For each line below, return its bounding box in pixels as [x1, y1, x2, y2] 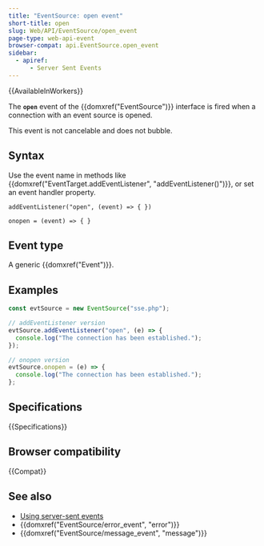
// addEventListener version [8, 319, 106, 328]
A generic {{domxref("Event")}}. [8, 260, 114, 270]
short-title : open [8, 19, 70, 27]
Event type [8, 238, 64, 252]
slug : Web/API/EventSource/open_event [8, 26, 138, 35]
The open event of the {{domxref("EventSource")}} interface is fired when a [8, 101, 256, 111]
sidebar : [8, 49, 38, 57]
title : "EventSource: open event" [8, 11, 124, 20]
